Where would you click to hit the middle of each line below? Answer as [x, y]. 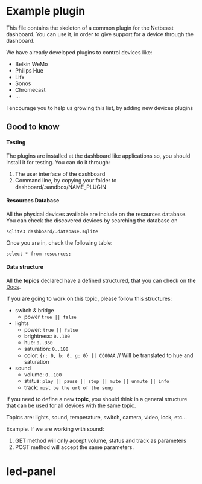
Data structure [25, 267]
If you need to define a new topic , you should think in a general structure [97, 399]
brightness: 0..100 [47, 336]
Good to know [33, 127]
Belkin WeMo [31, 64]
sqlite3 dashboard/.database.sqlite [52, 231]
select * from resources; [39, 254]
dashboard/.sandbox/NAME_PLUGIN [61, 187]
